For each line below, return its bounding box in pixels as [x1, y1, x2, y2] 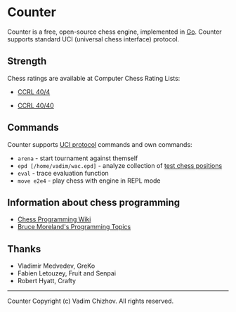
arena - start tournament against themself [17, 154, 138, 162]
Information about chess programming [7, 196, 181, 208]
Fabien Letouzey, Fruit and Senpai [17, 269, 117, 278]
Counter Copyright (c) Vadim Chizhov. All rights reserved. [7, 297, 174, 306]
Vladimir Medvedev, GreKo [17, 261, 96, 271]
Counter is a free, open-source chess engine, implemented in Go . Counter [7, 27, 223, 36]
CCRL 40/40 [17, 101, 54, 110]
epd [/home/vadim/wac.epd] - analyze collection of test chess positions [17, 161, 223, 169]
